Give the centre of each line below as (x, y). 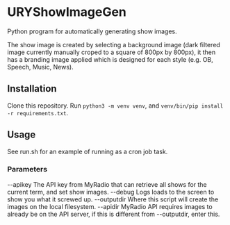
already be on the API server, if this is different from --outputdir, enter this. (114, 214)
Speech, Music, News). (41, 67)
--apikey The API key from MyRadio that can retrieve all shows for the (107, 184)
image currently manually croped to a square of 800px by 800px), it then (112, 52)
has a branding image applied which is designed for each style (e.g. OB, (110, 59)
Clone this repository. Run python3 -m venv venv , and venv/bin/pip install (115, 106)
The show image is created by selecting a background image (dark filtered (114, 44)
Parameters (27, 169)
